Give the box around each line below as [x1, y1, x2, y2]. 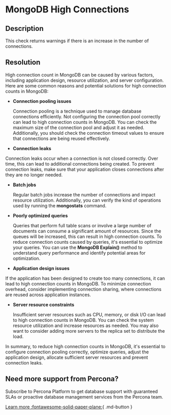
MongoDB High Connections [5, 4, 129, 15]
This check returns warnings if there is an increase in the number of [5, 38, 149, 44]
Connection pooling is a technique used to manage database [12, 108, 142, 114]
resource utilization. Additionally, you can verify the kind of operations [12, 197, 161, 203]
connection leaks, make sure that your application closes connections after [5, 166, 164, 172]
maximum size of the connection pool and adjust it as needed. [12, 124, 145, 131]
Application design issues [12, 265, 70, 271]
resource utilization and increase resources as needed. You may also [12, 322, 159, 329]
